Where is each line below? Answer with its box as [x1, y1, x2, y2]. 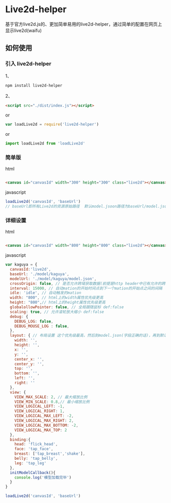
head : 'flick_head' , [14, 441, 58, 447]
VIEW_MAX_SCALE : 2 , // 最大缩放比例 [14, 394, 88, 400]
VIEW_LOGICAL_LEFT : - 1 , [14, 404, 65, 409]
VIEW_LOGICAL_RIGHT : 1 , [14, 408, 65, 414]
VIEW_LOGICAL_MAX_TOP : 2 [14, 427, 67, 433]
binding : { [10, 437, 31, 442]
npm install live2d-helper [5, 83, 63, 88]
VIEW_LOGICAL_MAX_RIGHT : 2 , [14, 418, 74, 423]
